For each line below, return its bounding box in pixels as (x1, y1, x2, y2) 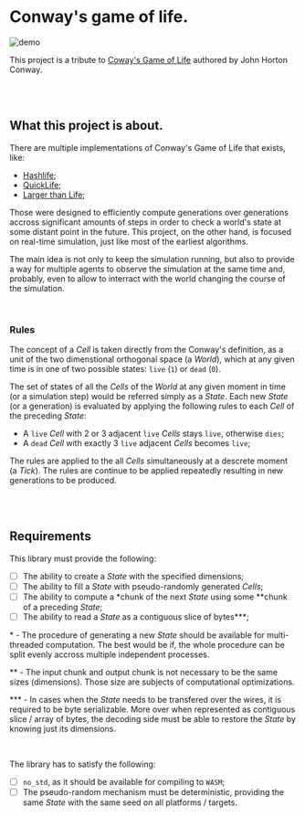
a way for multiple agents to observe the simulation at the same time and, (9, 263, 286, 274)
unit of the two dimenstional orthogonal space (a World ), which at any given (9, 354, 295, 365)
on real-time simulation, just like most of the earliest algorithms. (9, 236, 249, 247)
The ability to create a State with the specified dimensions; (22, 570, 245, 581)
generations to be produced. (9, 475, 117, 486)
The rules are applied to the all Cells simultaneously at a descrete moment (9, 455, 289, 467)
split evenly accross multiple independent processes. (9, 649, 210, 660)
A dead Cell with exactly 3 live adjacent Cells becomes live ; (22, 438, 251, 449)
